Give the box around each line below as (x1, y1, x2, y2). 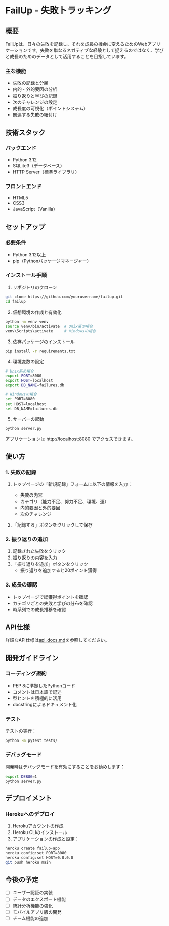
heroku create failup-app (5, 846, 60, 851)
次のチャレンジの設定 (12, 99, 57, 105)
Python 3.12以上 (12, 251, 46, 257)
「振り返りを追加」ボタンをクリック (12, 561, 89, 567)
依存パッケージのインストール (12, 338, 75, 345)
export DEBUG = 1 (5, 774, 37, 779)
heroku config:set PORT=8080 (5, 850, 67, 855)
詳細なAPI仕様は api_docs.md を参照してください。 (5, 637, 110, 643)
